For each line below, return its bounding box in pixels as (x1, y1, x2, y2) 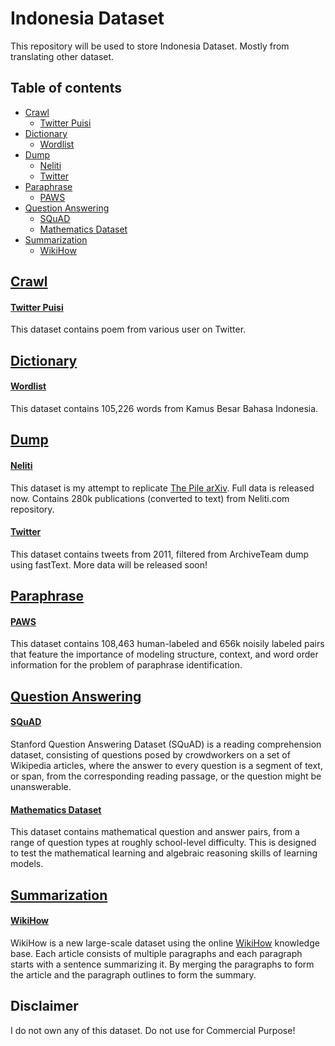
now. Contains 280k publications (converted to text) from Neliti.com (10, 492, 290, 504)
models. (10, 858, 44, 870)
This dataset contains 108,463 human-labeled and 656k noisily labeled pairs (10, 638, 325, 650)
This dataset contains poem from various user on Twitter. (10, 323, 247, 336)
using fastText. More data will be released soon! (10, 558, 208, 571)
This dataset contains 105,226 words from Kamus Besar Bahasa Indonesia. (10, 402, 319, 414)
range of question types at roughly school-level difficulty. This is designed (10, 837, 317, 849)
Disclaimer (10, 998, 79, 1015)
